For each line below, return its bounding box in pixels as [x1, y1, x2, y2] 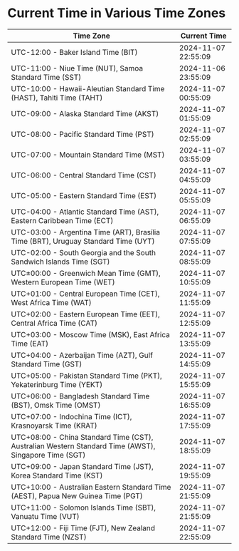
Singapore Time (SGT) [11, 450, 86, 460]
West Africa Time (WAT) [11, 297, 92, 307]
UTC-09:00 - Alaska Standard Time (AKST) [11, 108, 159, 118]
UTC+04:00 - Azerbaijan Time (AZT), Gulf [11, 350, 153, 360]
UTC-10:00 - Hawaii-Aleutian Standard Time [11, 83, 165, 93]
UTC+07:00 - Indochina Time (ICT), [11, 411, 132, 421]
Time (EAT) [11, 339, 48, 349]
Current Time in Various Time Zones [7, 5, 226, 21]
